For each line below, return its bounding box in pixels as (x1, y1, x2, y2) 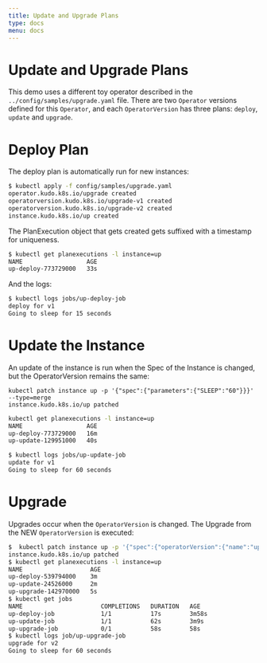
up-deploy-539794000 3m (8, 573, 98, 581)
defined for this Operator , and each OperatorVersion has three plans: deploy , (8, 104, 258, 114)
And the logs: (8, 280, 52, 289)
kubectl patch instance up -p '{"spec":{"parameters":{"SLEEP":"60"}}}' (8, 386, 254, 394)
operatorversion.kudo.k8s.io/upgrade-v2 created (8, 204, 172, 212)
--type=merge (8, 394, 52, 402)
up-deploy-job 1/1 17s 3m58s (8, 610, 208, 618)
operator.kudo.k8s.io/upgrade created (8, 190, 137, 198)
